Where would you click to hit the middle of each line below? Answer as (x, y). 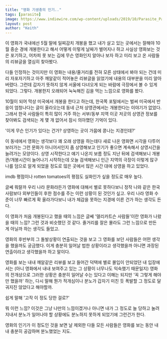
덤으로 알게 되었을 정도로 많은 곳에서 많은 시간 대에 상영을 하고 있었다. (82, 166)
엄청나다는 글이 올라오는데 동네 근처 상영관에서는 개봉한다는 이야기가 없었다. (88, 108)
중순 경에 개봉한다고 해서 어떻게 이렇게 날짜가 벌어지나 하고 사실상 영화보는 (83, 49)
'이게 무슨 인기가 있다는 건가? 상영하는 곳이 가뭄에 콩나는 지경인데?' (70, 131)
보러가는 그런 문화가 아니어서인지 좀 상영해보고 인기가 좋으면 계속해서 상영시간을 (83, 148)
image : (12, 19)
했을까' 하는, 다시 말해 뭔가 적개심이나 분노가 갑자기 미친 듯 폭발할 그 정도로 (83, 281)
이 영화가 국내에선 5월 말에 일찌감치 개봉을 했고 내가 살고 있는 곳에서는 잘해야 (80, 43)
